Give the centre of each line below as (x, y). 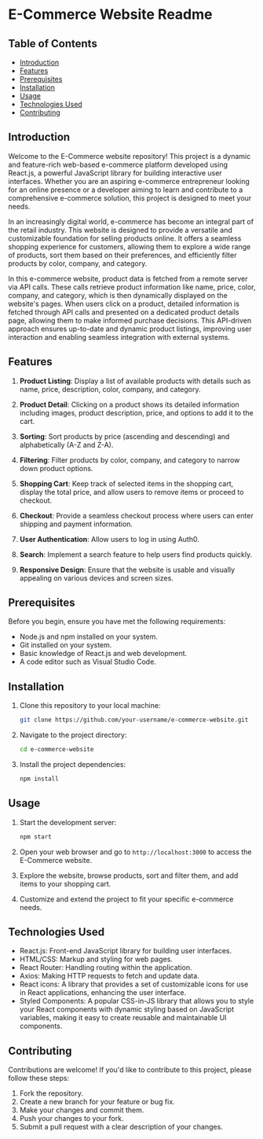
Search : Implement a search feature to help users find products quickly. (136, 554)
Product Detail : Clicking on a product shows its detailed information (129, 404)
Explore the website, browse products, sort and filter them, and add (129, 875)
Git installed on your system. (66, 645)
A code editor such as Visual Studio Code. (88, 662)
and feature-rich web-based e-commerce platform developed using (118, 164)
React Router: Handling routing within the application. (106, 968)
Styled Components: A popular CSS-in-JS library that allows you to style (137, 1001)
